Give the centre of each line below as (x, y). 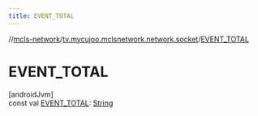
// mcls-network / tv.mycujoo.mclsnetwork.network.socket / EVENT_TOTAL (129, 39)
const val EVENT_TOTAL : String (61, 103)
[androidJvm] (31, 94)
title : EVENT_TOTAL (41, 16)
